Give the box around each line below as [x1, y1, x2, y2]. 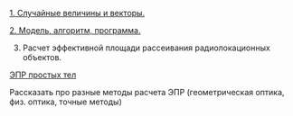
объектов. [22, 52, 61, 62]
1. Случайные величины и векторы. [9, 8, 146, 18]
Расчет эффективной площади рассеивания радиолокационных [22, 42, 271, 53]
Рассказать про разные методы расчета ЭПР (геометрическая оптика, [9, 87, 285, 97]
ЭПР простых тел [9, 69, 77, 80]
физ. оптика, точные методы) [9, 96, 122, 107]
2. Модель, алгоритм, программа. [9, 25, 142, 35]
